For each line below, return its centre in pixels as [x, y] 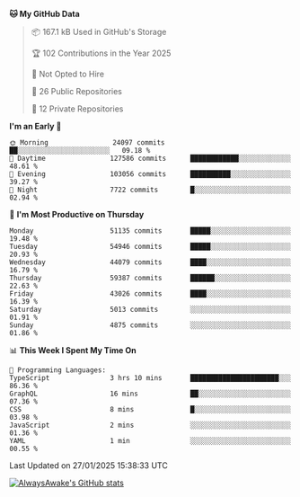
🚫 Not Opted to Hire [68, 74]
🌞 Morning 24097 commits [87, 143]
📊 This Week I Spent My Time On [73, 350]
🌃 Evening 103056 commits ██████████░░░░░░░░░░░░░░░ [150, 174]
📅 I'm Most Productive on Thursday [77, 214]
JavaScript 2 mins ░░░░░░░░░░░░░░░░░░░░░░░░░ [150, 425]
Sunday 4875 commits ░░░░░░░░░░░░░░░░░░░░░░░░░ [150, 325]
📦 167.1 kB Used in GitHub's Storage [99, 32]
